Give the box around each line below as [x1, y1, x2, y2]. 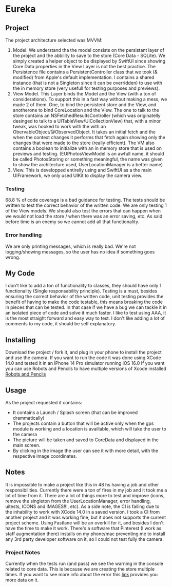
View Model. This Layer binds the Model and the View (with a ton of [12, 91, 157, 96]
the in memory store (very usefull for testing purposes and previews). [12, 85, 160, 91]
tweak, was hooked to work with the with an [12, 124, 106, 129]
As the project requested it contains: [5, 400, 82, 406]
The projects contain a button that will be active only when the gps [12, 420, 154, 426]
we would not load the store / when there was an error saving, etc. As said [5, 213, 163, 220]
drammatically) [12, 415, 45, 421]
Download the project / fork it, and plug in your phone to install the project [5, 349, 162, 356]
